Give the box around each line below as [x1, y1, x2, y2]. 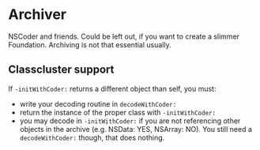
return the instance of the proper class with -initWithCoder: [19, 107, 216, 117]
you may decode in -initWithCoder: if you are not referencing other [19, 116, 241, 126]
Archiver [8, 6, 67, 24]
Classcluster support [8, 63, 115, 77]
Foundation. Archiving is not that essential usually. [8, 39, 171, 49]
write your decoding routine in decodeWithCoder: [19, 99, 177, 108]
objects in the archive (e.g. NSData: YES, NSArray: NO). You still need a [19, 124, 253, 133]
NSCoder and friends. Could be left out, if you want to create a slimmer [8, 32, 239, 41]
